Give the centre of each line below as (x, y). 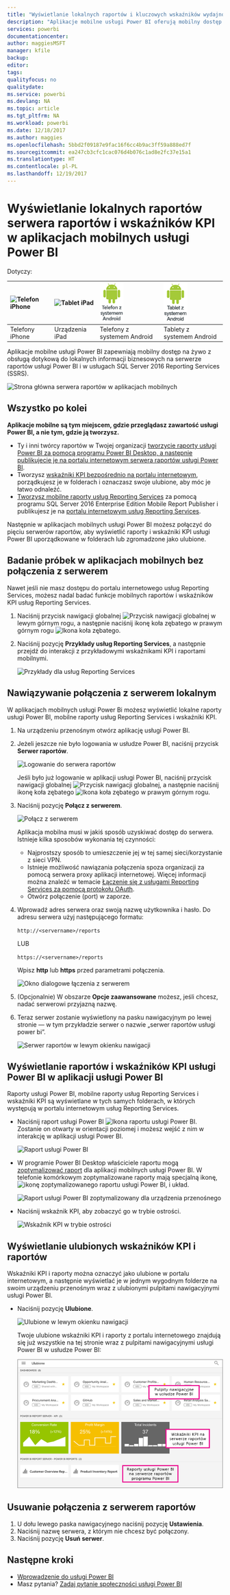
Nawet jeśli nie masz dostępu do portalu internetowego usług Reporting (108, 587)
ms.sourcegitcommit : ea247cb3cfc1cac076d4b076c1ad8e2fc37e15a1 (99, 152)
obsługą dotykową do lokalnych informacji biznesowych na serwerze (104, 359)
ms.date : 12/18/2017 (37, 130)
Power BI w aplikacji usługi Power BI (85, 1077)
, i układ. (177, 1185)
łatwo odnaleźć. (39, 489)
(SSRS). (18, 373)
